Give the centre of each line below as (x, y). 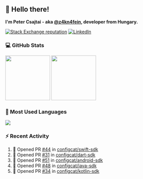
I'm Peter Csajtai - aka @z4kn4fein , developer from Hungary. (72, 21)
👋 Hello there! (27, 9)
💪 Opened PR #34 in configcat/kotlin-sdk (56, 171)
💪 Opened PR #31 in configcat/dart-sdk (54, 154)
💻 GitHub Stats (25, 45)
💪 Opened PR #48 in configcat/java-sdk (55, 165)
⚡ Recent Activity (27, 136)
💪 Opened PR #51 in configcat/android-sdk (58, 160)
